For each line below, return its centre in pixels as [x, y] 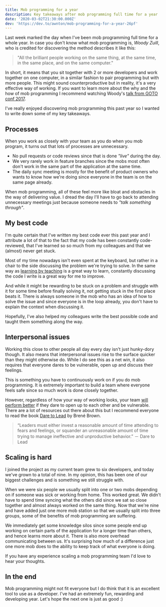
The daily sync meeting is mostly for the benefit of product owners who [85, 172]
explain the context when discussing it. [45, 307]
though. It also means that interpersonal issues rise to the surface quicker [80, 354]
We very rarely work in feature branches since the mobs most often [81, 161]
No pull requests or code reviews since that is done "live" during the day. [86, 156]
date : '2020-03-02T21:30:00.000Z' [41, 19]
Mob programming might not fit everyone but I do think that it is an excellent [82, 589]
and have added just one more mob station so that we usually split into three [83, 511]
